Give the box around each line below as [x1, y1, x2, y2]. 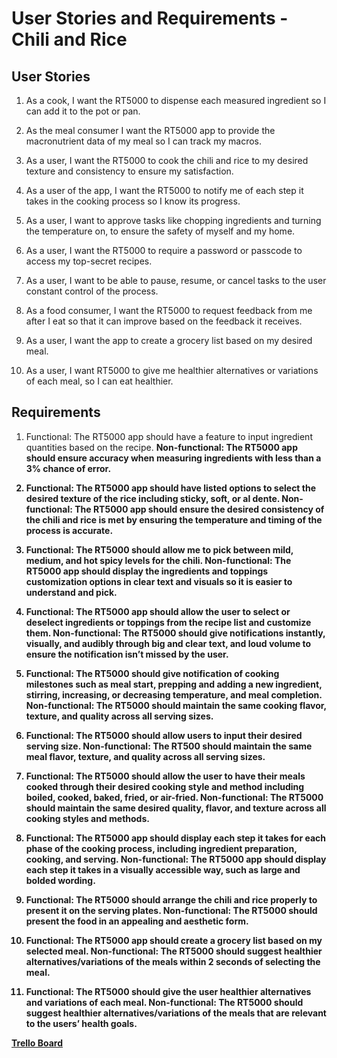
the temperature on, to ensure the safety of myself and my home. [25, 225, 296, 237]
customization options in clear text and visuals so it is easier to [25, 575, 293, 587]
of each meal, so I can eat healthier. [25, 375, 174, 387]
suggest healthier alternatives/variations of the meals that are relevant [25, 1007, 327, 1019]
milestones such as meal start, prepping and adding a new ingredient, [25, 678, 323, 690]
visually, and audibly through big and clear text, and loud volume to [25, 637, 312, 649]
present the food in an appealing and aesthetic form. [25, 915, 249, 927]
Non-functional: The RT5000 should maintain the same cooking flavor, [25, 699, 327, 711]
